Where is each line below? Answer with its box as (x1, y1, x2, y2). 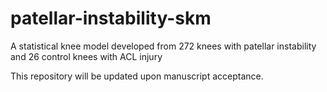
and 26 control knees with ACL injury (10, 50, 163, 62)
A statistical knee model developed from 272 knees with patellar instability (10, 40, 317, 52)
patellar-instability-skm (10, 7, 212, 30)
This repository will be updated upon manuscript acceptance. (10, 70, 264, 82)
